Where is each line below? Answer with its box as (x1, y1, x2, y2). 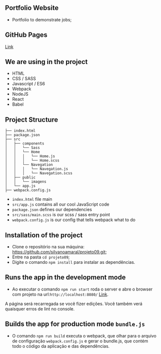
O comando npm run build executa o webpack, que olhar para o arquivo (12, 333, 157, 338)
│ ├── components (5, 141, 45, 146)
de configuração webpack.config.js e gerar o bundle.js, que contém (12, 338, 148, 344)
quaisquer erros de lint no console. (5, 306, 75, 312)
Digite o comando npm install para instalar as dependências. (12, 259, 135, 265)
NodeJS (12, 91, 29, 97)
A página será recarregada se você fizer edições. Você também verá (5, 301, 143, 306)
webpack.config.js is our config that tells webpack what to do (12, 217, 136, 223)
